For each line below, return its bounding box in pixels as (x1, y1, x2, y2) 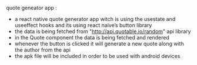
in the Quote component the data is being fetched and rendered (14, 34, 169, 41)
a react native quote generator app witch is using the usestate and (14, 16, 176, 22)
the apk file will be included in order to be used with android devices (14, 53, 181, 59)
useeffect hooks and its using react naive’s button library (14, 22, 152, 28)
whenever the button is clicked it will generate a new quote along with (14, 40, 184, 47)
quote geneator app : (6, 5, 57, 11)
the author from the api (14, 46, 71, 53)
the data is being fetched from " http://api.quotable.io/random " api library (14, 28, 191, 35)
